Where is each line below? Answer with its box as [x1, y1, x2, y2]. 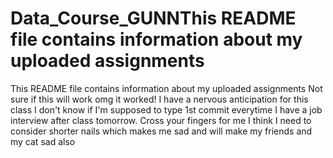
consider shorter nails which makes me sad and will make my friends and [10, 125, 313, 137]
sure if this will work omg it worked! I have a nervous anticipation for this [10, 93, 309, 105]
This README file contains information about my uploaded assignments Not [10, 82, 323, 94]
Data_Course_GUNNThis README [10, 7, 297, 30]
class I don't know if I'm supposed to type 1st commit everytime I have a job [10, 103, 323, 116]
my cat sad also [10, 135, 76, 147]
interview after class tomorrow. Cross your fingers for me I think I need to [10, 114, 312, 126]
